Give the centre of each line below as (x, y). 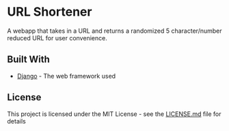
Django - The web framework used (66, 76)
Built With (28, 60)
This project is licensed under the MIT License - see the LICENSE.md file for (114, 114)
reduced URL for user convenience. (57, 38)
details (16, 121)
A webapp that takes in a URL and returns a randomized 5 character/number (114, 31)
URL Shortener (50, 12)
